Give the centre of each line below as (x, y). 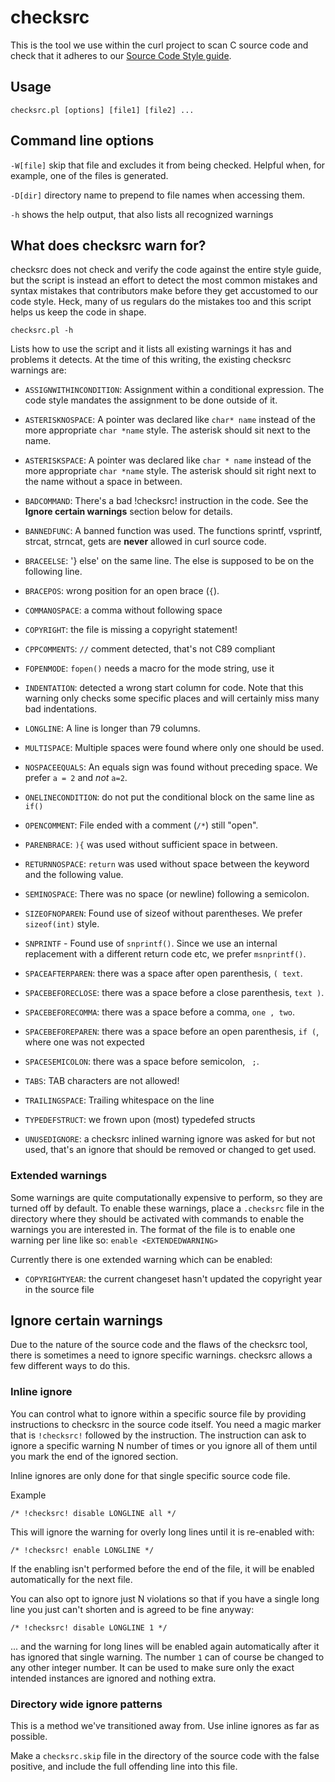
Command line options (82, 141)
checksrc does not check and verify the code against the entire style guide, (166, 270)
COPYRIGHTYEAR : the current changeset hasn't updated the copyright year (173, 1278)
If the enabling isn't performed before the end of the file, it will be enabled (162, 1568)
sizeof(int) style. (62, 924)
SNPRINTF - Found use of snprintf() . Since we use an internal (151, 943)
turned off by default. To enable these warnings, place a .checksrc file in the (167, 1208)
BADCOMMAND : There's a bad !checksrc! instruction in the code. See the (166, 501)
